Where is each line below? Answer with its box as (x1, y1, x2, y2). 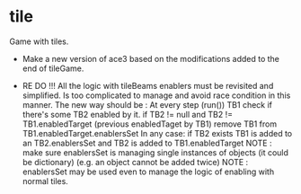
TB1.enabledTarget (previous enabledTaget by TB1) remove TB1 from (22, 119, 277, 129)
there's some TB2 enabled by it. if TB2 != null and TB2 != (22, 109, 234, 119)
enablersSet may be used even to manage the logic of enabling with (22, 166, 275, 177)
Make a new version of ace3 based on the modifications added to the (22, 53, 280, 64)
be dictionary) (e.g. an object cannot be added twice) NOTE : (22, 156, 249, 167)
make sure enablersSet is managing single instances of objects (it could (22, 146, 289, 158)
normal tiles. (22, 175, 69, 186)
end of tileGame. (22, 63, 84, 74)
